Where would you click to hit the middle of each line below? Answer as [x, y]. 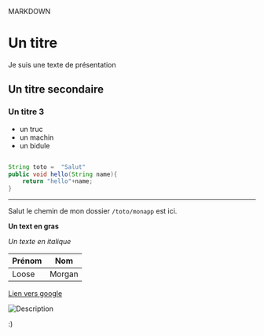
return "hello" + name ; [57, 181]
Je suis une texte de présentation [62, 64]
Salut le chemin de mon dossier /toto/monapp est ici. [93, 211]
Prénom [27, 261]
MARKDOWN [29, 11]
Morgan [64, 274]
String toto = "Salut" [47, 167]
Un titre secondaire [56, 89]
